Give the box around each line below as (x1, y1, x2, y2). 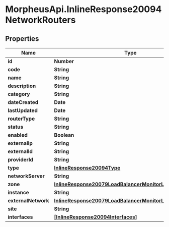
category (8, 91, 30, 97)
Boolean (54, 132, 74, 138)
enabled (8, 132, 28, 138)
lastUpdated (8, 107, 38, 114)
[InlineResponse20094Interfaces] (54, 213, 137, 220)
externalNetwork (8, 197, 49, 204)
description (8, 82, 36, 89)
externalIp (8, 140, 33, 147)
